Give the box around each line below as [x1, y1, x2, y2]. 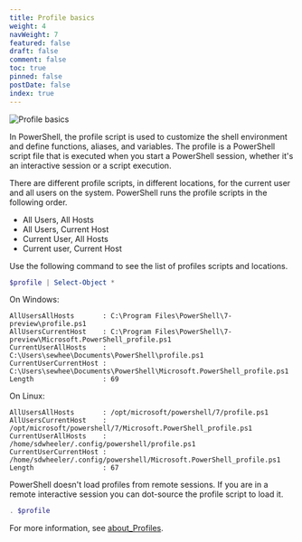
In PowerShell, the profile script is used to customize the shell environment [9, 131, 288, 142]
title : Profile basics [9, 13, 95, 23]
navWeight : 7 [9, 30, 59, 39]
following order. [9, 196, 68, 208]
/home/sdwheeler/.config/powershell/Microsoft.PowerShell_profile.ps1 [9, 455, 281, 465]
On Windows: [9, 294, 60, 305]
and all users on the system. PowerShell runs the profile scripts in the [9, 187, 268, 198]
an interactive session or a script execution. [9, 160, 172, 171]
